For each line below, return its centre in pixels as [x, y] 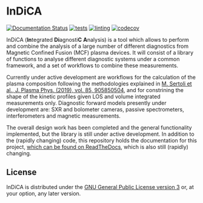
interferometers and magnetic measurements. [64, 116]
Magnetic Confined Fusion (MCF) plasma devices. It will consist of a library [100, 52]
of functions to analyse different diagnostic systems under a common [93, 59]
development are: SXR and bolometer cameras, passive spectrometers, [95, 109]
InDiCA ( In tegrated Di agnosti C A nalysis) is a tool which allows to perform [98, 39]
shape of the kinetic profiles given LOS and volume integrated [83, 96]
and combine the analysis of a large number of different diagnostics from [98, 46]
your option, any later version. [44, 193]
